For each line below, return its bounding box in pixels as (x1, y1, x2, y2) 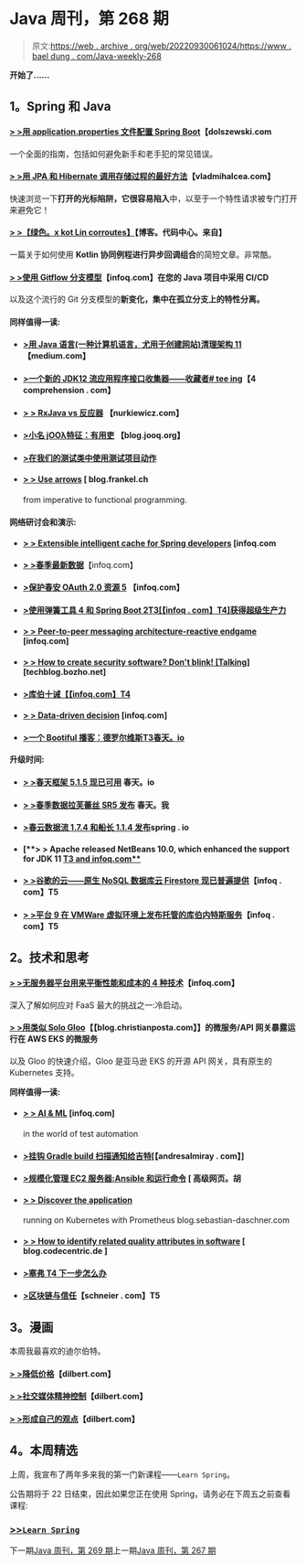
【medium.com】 (22, 350, 91, 361)
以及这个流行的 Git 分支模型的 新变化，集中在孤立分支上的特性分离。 (9, 294, 265, 305)
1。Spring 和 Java (9, 99, 111, 114)
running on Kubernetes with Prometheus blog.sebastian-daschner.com (22, 1215, 290, 1226)
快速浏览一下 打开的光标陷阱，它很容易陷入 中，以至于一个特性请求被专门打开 (9, 193, 298, 204)
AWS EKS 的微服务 (26, 1034, 99, 1044)
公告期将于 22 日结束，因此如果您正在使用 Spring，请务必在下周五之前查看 (9, 1488, 291, 1499)
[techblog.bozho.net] (22, 667, 107, 678)
